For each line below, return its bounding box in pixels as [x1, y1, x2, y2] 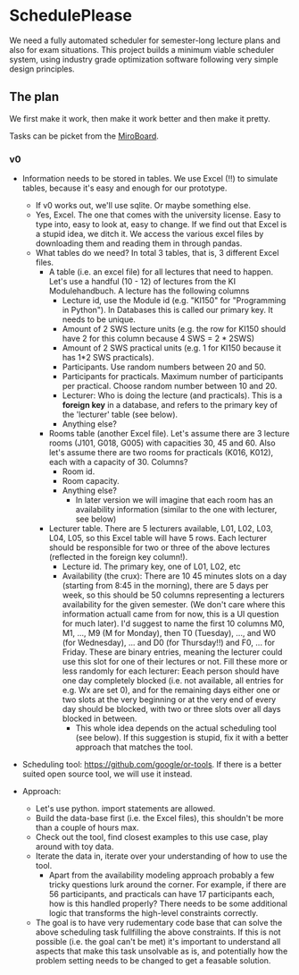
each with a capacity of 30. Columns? [48, 457, 188, 468]
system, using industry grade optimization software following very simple [9, 54, 278, 64]
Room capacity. [62, 476, 120, 487]
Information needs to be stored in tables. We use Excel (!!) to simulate [21, 174, 278, 184]
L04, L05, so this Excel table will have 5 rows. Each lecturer [48, 533, 268, 544]
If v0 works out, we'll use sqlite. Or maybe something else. [35, 200, 252, 211]
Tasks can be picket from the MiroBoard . [9, 131, 159, 141]
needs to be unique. [62, 314, 137, 325]
